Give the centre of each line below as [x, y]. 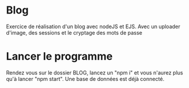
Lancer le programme [59, 57]
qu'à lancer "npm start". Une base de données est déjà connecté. [85, 79]
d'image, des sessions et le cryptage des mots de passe [74, 32]
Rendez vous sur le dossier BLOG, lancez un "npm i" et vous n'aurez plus [95, 72]
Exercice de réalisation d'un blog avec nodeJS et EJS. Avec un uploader [93, 26]
